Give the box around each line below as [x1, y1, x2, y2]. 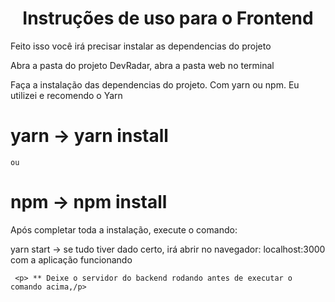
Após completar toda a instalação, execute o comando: [10, 223, 238, 236]
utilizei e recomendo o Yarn [10, 89, 123, 101]
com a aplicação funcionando [10, 253, 133, 266]
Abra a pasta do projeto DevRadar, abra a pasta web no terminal [10, 59, 275, 71]
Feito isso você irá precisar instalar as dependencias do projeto [10, 40, 272, 52]
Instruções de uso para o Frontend [22, 7, 314, 30]
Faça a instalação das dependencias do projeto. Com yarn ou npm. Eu [10, 78, 300, 91]
